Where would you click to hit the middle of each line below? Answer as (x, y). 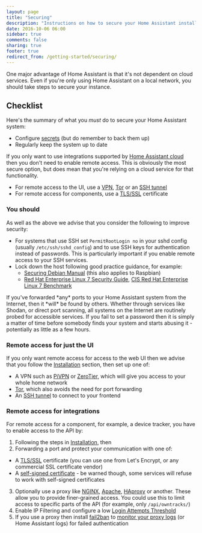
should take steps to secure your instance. (59, 87)
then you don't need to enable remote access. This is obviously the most (96, 163)
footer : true (23, 51)
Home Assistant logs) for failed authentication (72, 523)
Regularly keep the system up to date (61, 145)
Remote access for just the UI (50, 345)
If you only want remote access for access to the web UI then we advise (96, 358)
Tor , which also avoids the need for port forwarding (78, 389)
